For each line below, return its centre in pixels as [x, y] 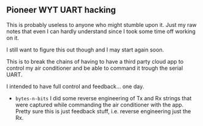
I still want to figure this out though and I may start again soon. [85, 50]
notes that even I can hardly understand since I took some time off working [101, 31]
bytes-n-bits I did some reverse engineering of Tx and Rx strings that [103, 98]
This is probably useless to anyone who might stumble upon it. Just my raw [102, 24]
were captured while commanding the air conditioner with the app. [99, 105]
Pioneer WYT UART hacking [61, 10]
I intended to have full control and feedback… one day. [75, 86]
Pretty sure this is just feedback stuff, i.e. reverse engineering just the [103, 111]
